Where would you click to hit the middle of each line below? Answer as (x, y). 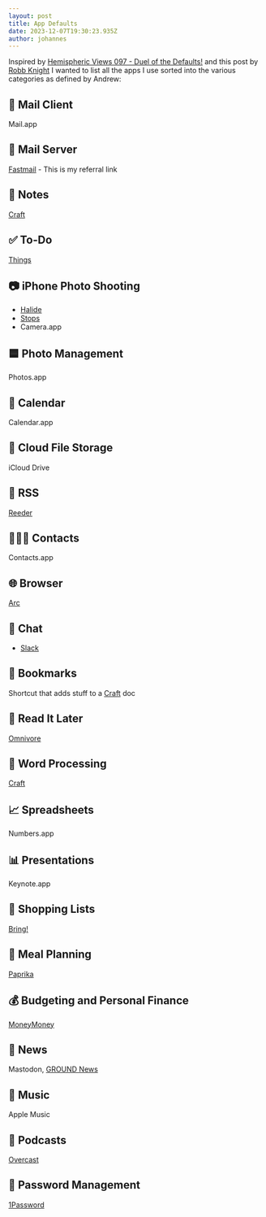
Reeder (21, 512)
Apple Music (29, 1115)
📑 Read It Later (46, 719)
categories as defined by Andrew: (65, 79)
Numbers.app (31, 833)
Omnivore (25, 738)
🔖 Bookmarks (43, 674)
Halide (31, 310)
